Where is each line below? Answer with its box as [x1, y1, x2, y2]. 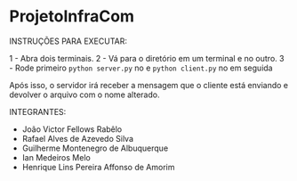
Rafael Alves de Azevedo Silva [21, 133, 134, 144]
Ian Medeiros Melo [21, 152, 91, 162]
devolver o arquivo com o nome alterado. [9, 89, 160, 100]
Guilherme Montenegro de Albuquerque [21, 143, 169, 153]
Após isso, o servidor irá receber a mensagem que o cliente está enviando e [9, 79, 289, 90]
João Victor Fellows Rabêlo [21, 123, 123, 135]
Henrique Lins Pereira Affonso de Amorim [21, 161, 175, 172]
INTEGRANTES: [9, 106, 67, 117]
